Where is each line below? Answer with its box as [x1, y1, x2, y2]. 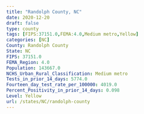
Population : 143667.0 [6, 65, 61, 71]
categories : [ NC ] [6, 37, 50, 43]
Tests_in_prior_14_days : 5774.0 [6, 76, 87, 82]
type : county [6, 25, 39, 32]
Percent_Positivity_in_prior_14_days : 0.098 [6, 87, 120, 93]
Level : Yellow [6, 93, 42, 99]
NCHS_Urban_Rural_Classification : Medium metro [6, 71, 128, 77]
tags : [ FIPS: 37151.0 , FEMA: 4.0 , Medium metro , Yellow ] [6, 31, 139, 37]
